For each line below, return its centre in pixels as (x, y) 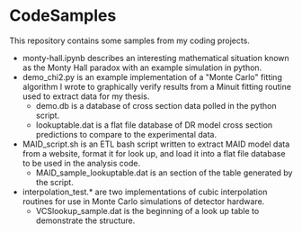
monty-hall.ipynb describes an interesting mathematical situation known (155, 58)
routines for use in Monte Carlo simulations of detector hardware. (143, 201)
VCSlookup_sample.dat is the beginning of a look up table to (147, 211)
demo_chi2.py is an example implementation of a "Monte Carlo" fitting (152, 76)
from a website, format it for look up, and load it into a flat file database (154, 153)
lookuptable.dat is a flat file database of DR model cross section (154, 125)
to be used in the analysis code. (81, 163)
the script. (54, 182)
